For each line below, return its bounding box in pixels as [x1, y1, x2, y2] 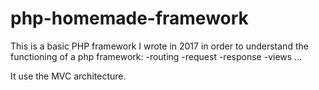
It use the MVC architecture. [10, 70, 127, 82]
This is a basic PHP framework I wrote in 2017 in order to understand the [10, 40, 309, 52]
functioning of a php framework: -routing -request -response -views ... [10, 50, 303, 62]
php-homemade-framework [10, 7, 249, 30]
